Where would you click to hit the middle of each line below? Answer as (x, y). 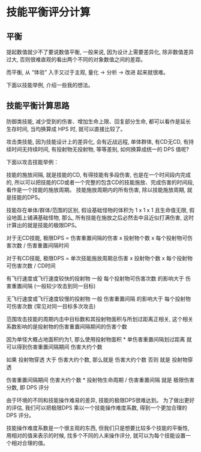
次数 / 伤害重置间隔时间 (40, 245)
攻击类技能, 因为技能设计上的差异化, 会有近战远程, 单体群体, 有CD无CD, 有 (97, 141)
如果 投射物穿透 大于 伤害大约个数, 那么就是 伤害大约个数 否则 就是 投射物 (97, 359)
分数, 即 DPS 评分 (28, 387)
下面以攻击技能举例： (32, 162)
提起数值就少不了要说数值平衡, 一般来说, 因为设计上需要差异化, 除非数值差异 (100, 52)
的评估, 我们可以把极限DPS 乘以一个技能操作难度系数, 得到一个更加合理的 (97, 408)
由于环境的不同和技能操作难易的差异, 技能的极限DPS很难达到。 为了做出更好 (100, 400)
